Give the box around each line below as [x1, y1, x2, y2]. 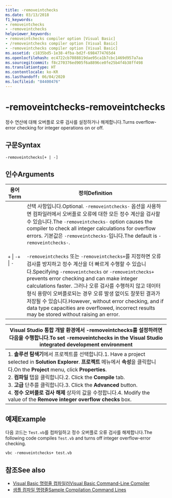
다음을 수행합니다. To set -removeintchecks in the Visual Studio [9, 334, 163, 341]
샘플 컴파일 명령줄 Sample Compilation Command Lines [12, 486, 126, 493]
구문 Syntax [5, 141, 41, 149]
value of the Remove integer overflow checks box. [8, 396, 132, 403]
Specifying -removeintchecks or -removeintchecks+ [32, 268, 155, 275]
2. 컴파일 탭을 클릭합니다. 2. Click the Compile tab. [8, 374, 125, 381]
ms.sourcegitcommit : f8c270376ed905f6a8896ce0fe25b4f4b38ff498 [5, 60, 143, 65]
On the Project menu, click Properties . [14, 366, 107, 373]
